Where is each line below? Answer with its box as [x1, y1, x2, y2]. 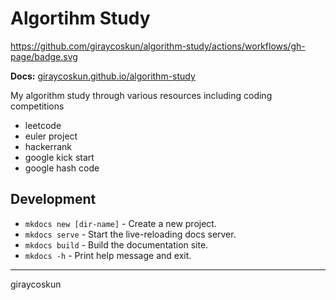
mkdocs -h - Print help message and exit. [24, 249, 192, 261]
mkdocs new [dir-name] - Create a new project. [24, 217, 217, 229]
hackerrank [24, 140, 73, 152]
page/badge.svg [10, 50, 78, 62]
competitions [10, 100, 65, 112]
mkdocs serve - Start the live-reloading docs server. [24, 228, 237, 240]
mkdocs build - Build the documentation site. [24, 238, 209, 251]
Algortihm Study [10, 7, 151, 30]
